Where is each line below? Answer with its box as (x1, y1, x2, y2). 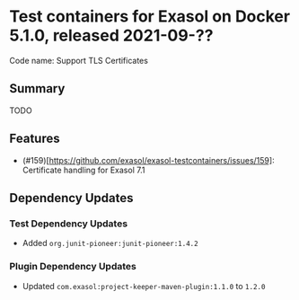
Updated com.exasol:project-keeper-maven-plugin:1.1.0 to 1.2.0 (22, 280, 266, 291)
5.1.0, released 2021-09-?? (9, 25, 214, 46)
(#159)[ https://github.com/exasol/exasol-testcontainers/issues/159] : (22, 154, 276, 165)
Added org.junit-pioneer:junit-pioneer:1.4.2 (22, 238, 199, 249)
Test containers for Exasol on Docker (9, 6, 290, 27)
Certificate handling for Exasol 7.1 (22, 164, 145, 175)
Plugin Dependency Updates (9, 260, 136, 273)
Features (9, 131, 60, 146)
